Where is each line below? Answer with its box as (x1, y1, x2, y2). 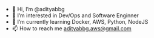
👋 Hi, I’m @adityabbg (12, 6, 65, 12)
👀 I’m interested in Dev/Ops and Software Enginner (12, 12, 139, 19)
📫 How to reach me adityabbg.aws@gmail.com (12, 25, 132, 32)
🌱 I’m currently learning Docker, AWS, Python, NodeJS (12, 18, 149, 25)
